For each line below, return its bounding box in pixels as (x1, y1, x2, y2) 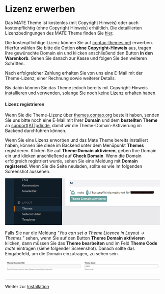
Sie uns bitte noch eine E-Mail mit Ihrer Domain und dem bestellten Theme (5, 117, 158, 123)
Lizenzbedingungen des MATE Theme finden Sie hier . (5, 30, 114, 36)
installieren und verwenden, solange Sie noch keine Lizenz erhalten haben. (5, 90, 157, 96)
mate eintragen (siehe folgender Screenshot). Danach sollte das (5, 245, 135, 251)
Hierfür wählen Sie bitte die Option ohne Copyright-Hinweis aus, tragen (5, 45, 151, 51)
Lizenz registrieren (5, 101, 45, 107)
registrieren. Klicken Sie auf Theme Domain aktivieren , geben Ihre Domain (5, 148, 157, 154)
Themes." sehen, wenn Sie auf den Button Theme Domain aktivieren (5, 235, 145, 241)
